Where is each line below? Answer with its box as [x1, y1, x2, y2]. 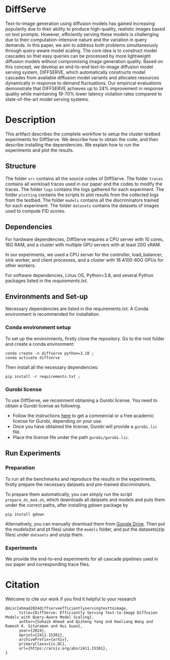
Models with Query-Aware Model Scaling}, [5, 615, 94, 620]
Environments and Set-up [5, 292, 88, 301]
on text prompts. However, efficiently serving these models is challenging [5, 31, 159, 37]
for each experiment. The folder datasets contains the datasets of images [5, 202, 159, 208]
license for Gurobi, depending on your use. [12, 418, 103, 424]
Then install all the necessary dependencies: [5, 364, 99, 370]
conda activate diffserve [5, 355, 60, 360]
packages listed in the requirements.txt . [5, 278, 88, 284]
